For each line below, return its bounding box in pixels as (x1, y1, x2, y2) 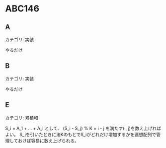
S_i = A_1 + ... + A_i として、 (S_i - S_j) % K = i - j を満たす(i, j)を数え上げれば (5, 125, 162, 131)
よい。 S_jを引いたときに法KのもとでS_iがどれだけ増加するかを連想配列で (5, 131, 157, 137)
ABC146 (5, 3, 40, 14)
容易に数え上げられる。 (31, 138, 80, 144)
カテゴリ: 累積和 (5, 115, 38, 121)
